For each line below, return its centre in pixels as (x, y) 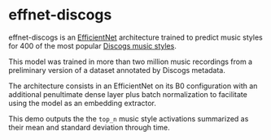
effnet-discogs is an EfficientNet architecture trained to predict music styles (135, 37)
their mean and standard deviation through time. (90, 127)
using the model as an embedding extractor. (83, 103)
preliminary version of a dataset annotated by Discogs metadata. (117, 70)
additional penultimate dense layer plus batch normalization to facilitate (128, 94)
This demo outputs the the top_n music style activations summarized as (129, 118)
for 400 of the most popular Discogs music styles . (92, 45)
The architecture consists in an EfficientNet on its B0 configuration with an (133, 86)
